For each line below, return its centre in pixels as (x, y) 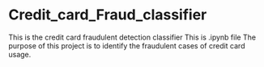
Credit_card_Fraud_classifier (108, 15)
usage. (20, 54)
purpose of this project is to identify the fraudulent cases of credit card (127, 45)
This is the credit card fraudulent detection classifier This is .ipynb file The (132, 37)
